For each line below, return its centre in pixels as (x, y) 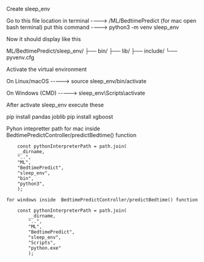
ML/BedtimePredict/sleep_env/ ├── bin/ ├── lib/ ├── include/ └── (92, 51)
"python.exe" (45, 248)
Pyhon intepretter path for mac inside (53, 129)
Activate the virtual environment (47, 69)
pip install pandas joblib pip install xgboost (60, 117)
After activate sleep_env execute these (55, 105)
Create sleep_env (28, 9)
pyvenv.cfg (20, 57)
